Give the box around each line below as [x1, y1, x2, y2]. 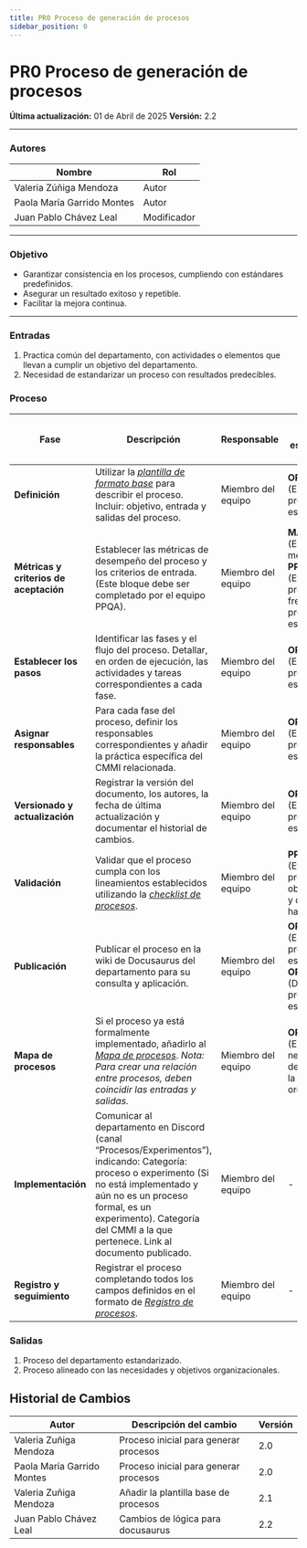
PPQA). [94, 600, 126, 613]
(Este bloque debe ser [94, 577, 190, 590]
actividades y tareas [94, 666, 182, 679]
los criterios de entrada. [94, 565, 197, 578]
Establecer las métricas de [94, 542, 209, 555]
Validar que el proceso [94, 853, 192, 866]
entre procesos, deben [94, 1071, 193, 1084]
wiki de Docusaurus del [94, 953, 196, 966]
